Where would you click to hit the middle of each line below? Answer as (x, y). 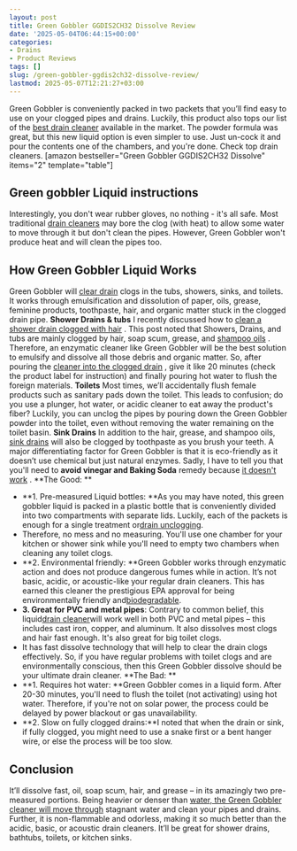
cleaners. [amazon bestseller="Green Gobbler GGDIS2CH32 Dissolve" (137, 155)
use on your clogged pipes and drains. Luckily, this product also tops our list (148, 118)
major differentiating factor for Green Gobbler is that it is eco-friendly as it (144, 452)
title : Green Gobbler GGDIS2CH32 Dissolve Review (103, 26)
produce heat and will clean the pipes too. (86, 242)
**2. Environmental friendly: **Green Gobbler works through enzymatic (154, 562)
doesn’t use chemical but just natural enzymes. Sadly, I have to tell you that (146, 460)
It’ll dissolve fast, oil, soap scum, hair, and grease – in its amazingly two (139, 791)
